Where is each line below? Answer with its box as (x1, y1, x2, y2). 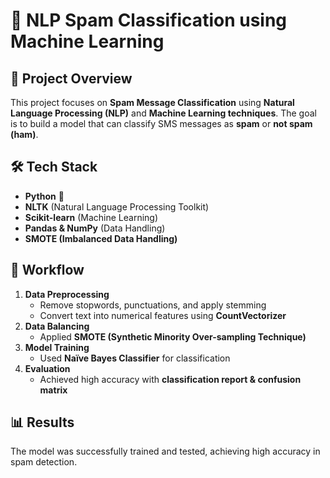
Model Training (24, 341, 90, 353)
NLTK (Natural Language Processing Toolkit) (24, 200, 210, 213)
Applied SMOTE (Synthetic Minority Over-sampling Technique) (39, 330, 307, 343)
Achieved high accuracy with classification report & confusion (39, 373, 302, 385)
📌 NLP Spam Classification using (10, 9, 288, 32)
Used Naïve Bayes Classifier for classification (39, 352, 231, 364)
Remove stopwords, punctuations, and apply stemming (39, 299, 267, 311)
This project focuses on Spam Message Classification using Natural (10, 97, 295, 108)
